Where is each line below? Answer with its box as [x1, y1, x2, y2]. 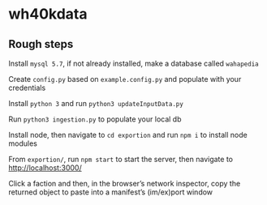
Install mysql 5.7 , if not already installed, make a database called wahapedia [8, 58, 259, 68]
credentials [8, 83, 46, 92]
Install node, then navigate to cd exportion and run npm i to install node [8, 130, 248, 139]
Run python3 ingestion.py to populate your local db [8, 114, 182, 124]
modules [8, 139, 38, 148]
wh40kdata [8, 5, 88, 23]
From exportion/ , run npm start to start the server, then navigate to [8, 155, 234, 164]
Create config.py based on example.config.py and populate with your [8, 75, 242, 83]
